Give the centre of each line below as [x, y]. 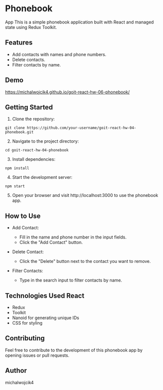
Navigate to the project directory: [45, 141]
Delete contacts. [29, 60]
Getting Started [29, 107]
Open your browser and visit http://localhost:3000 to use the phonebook [85, 195]
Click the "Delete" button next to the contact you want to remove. [85, 261]
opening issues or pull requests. [37, 355]
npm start [15, 186]
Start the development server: [42, 177]
